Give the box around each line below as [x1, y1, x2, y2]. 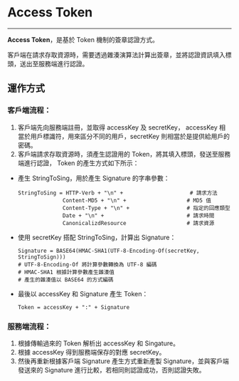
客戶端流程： [7, 105, 52, 115]
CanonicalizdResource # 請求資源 [63, 219, 215, 226]
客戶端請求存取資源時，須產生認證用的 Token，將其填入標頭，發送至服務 [17, 150, 231, 158]
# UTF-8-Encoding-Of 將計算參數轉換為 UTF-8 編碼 [17, 261, 157, 268]
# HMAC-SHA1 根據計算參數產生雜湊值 [17, 268, 115, 276]
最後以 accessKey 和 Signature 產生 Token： [17, 289, 149, 298]
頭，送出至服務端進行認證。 [7, 59, 89, 68]
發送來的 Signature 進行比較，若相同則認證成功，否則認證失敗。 [17, 365, 206, 374]
